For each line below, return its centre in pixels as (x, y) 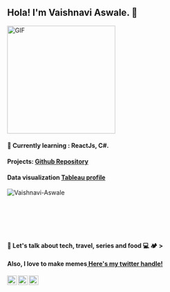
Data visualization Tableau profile (56, 177)
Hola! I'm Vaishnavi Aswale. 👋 (73, 13)
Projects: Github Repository (48, 162)
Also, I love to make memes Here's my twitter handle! (85, 264)
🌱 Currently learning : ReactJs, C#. (58, 146)
